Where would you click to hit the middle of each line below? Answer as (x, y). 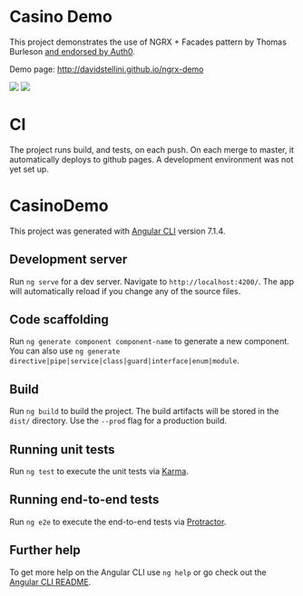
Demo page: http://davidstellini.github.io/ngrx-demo (107, 69)
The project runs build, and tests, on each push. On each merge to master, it (152, 149)
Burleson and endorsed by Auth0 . (73, 51)
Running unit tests (62, 449)
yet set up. (29, 169)
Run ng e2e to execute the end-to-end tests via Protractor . (118, 521)
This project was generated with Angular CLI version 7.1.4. (117, 231)
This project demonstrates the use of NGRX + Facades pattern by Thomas (148, 42)
